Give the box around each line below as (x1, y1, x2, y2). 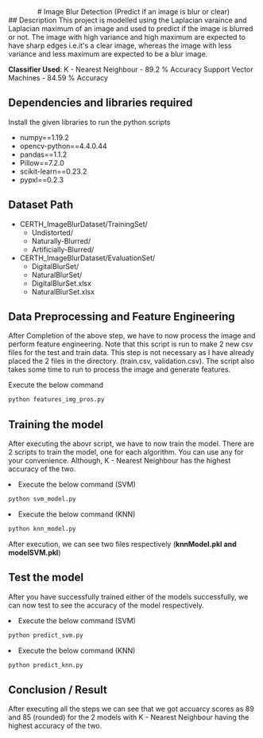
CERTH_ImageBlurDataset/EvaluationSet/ (19, 253, 156, 263)
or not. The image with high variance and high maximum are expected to (8, 33, 246, 41)
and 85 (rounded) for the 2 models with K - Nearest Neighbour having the (8, 713, 249, 722)
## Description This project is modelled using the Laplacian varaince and (8, 15, 248, 25)
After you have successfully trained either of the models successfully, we (8, 592, 249, 601)
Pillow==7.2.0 (19, 158, 65, 167)
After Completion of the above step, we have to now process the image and (8, 331, 256, 341)
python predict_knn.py (8, 661, 83, 669)
